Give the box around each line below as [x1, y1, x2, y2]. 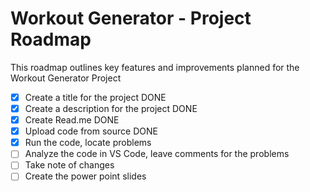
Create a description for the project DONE [24, 103, 198, 114]
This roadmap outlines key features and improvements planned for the [10, 61, 300, 73]
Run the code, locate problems [24, 137, 152, 149]
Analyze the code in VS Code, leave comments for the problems [24, 148, 290, 160]
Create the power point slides [24, 170, 147, 182]
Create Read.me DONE [24, 114, 120, 126]
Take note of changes [24, 159, 115, 171]
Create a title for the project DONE [24, 91, 167, 103]
